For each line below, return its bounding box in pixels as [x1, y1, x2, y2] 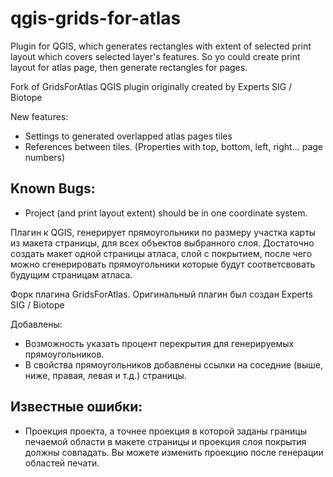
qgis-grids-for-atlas [10, 7, 182, 30]
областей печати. [24, 457, 100, 469]
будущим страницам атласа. [10, 268, 133, 281]
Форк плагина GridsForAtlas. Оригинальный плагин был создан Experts [10, 288, 313, 300]
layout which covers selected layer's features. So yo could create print [10, 50, 301, 62]
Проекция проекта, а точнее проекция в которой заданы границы [24, 425, 307, 437]
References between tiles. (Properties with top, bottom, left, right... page [24, 140, 324, 152]
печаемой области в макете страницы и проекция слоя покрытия [24, 435, 307, 447]
